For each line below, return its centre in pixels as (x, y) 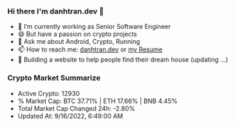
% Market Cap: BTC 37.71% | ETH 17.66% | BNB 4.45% (98, 101)
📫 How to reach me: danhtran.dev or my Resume (90, 49)
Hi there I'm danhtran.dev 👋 (56, 11)
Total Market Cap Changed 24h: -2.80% (76, 108)
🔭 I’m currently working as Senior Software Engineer (94, 27)
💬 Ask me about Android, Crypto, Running (79, 42)
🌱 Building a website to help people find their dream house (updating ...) (123, 60)
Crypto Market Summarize (54, 78)
